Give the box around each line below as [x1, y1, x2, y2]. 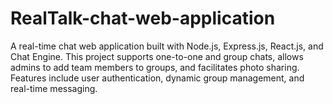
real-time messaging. [10, 82, 98, 94]
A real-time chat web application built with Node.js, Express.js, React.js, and [10, 40, 324, 52]
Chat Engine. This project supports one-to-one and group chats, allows [10, 50, 304, 62]
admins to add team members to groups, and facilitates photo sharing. [10, 61, 300, 73]
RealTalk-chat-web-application [10, 7, 276, 30]
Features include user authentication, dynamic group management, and [10, 72, 305, 84]
